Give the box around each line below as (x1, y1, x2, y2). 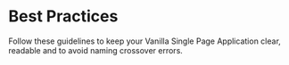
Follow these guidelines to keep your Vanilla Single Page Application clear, (8, 36, 282, 46)
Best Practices (8, 6, 119, 27)
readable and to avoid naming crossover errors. (8, 45, 184, 55)
